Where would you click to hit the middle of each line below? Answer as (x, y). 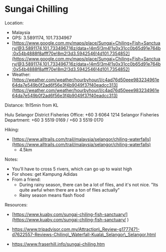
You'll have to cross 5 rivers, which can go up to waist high (72, 169)
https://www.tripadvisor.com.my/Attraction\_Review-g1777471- (76, 229)
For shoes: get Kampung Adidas (45, 174)
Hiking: (12, 129)
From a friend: (26, 179)
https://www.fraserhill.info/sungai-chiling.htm (58, 244)
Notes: (11, 159)
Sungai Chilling (36, 9)
